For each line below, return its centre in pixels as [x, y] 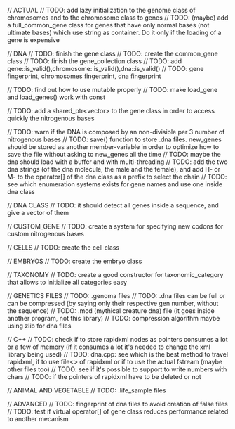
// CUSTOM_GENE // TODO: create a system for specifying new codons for [115, 226]
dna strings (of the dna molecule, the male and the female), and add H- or [114, 169]
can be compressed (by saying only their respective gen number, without [113, 303]
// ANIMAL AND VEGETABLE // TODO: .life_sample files [87, 390]
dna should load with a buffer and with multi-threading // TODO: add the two [117, 162]
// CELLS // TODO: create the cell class [63, 248]
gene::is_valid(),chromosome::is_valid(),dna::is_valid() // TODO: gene [106, 69]
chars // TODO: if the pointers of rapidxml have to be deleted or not [104, 377]
